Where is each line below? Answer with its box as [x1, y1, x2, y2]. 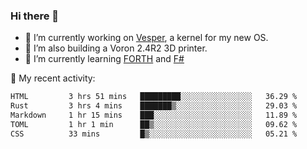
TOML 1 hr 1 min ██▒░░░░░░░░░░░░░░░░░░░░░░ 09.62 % [10, 119, 298, 129]
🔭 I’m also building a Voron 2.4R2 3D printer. [24, 42, 208, 54]
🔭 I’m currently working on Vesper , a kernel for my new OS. [24, 32, 269, 44]
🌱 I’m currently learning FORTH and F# [24, 53, 185, 65]
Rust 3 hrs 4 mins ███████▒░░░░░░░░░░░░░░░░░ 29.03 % [10, 101, 298, 111]
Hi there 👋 [10, 9, 60, 23]
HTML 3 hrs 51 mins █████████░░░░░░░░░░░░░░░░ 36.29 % [10, 92, 298, 102]
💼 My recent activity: [10, 72, 96, 84]
